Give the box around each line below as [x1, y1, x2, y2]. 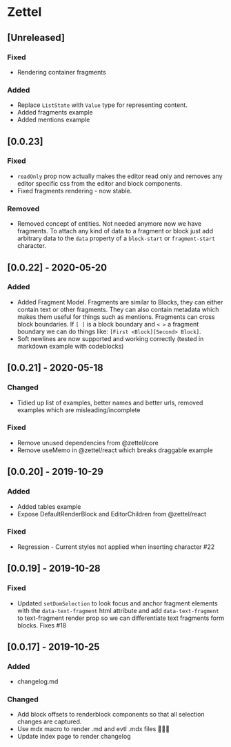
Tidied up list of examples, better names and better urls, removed [17, 398, 203, 407]
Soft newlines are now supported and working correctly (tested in [17, 334, 204, 342]
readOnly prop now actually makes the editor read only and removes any [17, 172, 223, 180]
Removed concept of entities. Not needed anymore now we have [17, 220, 202, 228]
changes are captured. [17, 717, 82, 726]
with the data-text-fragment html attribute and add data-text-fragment [17, 606, 219, 614]
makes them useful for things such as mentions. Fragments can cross [17, 312, 215, 321]
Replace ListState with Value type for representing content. [17, 101, 188, 109]
